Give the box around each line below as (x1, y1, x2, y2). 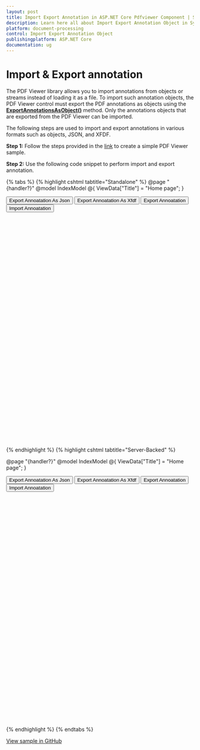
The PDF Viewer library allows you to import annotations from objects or (6, 87, 183, 94)
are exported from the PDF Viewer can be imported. (6, 113, 133, 120)
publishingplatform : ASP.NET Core (6, 36, 92, 42)
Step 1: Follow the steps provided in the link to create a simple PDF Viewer (6, 142, 189, 149)
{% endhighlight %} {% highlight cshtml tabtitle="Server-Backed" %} (6, 446, 176, 453)
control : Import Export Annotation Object (6, 31, 113, 37)
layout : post (6, 8, 39, 15)
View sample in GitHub (6, 737, 62, 744)
